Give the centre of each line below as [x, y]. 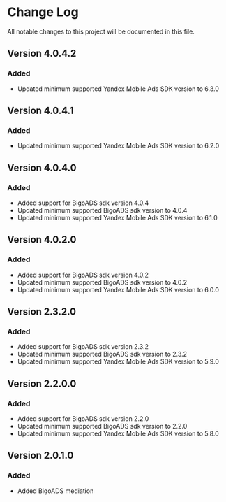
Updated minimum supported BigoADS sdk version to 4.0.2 [102, 282]
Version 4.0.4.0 [42, 167]
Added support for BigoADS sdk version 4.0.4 [83, 203]
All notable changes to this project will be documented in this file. [101, 31]
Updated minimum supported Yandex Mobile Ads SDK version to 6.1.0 [117, 218]
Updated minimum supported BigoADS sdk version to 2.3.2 [102, 354]
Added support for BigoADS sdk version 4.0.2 [83, 275]
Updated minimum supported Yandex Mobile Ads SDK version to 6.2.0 [118, 146]
